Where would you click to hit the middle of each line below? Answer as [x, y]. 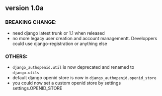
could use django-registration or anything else [60, 44]
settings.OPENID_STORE [37, 88]
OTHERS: [17, 56]
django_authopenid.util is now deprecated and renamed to [73, 67]
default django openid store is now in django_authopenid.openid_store [84, 77]
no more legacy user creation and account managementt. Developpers [85, 38]
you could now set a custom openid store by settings [67, 83]
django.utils [26, 73]
